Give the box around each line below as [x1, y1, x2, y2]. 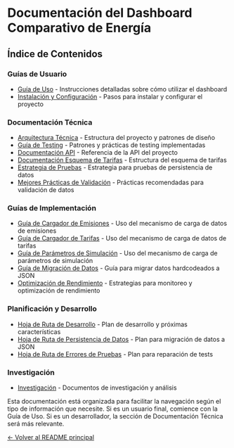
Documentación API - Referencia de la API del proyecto [17, 148, 178, 157]
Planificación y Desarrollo [7, 304, 97, 314]
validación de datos [17, 186, 74, 194]
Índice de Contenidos [7, 48, 103, 60]
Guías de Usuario [7, 69, 67, 79]
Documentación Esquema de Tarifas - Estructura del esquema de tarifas [17, 156, 227, 165]
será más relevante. [7, 420, 65, 428]
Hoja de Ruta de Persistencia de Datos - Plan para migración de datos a [17, 335, 226, 343]
